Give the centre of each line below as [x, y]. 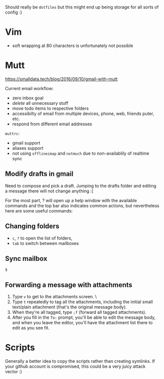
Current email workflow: [29, 88]
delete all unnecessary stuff [40, 103]
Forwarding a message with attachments [69, 285]
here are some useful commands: [39, 211]
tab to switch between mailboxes [46, 243]
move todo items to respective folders [50, 108]
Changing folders [32, 226]
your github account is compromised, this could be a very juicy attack [75, 366]
